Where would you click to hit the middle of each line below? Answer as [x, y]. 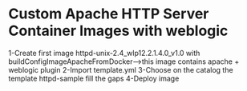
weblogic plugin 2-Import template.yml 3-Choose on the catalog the [121, 69]
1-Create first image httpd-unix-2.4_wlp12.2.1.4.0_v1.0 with [104, 53]
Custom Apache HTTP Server [109, 14]
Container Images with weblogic [118, 31]
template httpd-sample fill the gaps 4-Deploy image [94, 78]
